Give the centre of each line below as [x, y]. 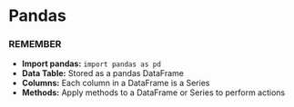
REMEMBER [35, 44]
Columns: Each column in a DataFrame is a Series [116, 83]
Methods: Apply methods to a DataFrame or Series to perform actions [153, 92]
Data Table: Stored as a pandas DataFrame [102, 73]
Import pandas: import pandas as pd [91, 63]
